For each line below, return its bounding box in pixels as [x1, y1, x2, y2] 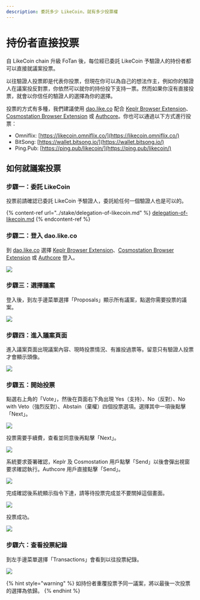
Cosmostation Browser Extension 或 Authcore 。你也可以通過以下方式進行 [6, 112, 186, 119]
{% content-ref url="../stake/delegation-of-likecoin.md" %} [6, 210, 151, 217]
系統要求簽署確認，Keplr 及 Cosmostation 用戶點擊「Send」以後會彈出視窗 [6, 458, 190, 466]
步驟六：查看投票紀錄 [6, 541, 67, 549]
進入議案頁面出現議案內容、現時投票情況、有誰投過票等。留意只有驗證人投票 [6, 346, 194, 353]
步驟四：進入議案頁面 [6, 331, 67, 339]
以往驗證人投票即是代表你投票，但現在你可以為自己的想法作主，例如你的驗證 [6, 77, 194, 84]
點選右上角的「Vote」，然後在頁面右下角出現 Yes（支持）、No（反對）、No [6, 395, 186, 403]
